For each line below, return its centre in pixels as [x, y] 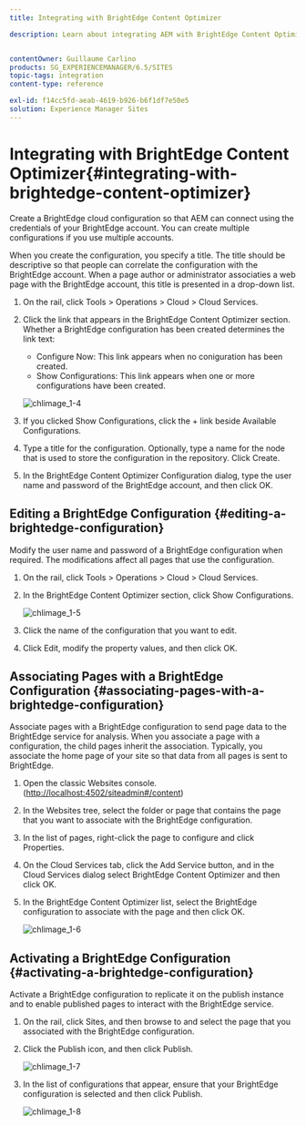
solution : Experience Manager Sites [79, 109]
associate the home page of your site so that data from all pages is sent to [149, 756]
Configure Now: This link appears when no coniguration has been [159, 356]
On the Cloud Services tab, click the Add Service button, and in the [148, 865]
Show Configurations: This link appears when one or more [145, 375]
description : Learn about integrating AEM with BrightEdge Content [140, 34]
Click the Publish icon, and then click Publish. [108, 1049]
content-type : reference [56, 84]
